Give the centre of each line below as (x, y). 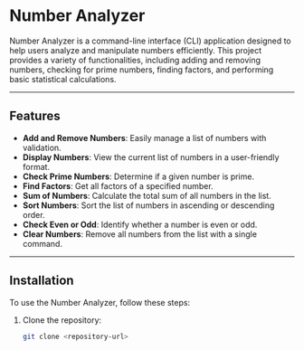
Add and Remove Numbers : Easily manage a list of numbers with (144, 137)
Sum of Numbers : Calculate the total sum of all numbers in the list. (147, 195)
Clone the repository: (62, 320)
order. (33, 214)
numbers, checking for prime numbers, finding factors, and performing (142, 70)
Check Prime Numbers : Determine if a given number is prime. (138, 176)
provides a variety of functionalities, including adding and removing (135, 60)
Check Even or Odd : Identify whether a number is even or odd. (140, 224)
